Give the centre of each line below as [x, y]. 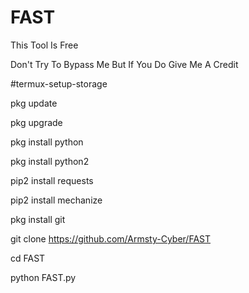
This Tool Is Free [44, 45]
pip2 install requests [52, 180]
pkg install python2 [50, 161]
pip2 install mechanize [56, 200]
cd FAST [28, 258]
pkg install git [38, 219]
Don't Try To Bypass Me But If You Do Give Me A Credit [124, 64]
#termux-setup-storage [59, 83]
